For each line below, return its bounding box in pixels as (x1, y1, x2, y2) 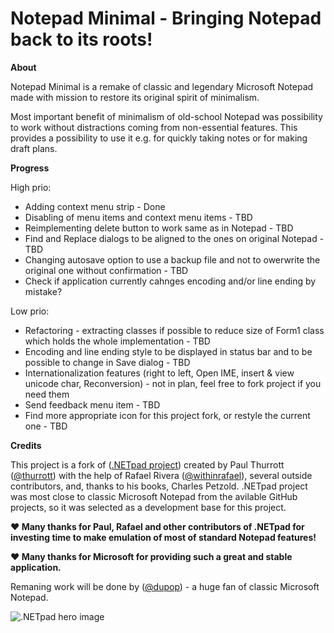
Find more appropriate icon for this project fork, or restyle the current (24, 409, 311, 421)
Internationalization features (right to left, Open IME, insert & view (24, 367, 295, 379)
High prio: (10, 181, 52, 193)
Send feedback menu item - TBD (24, 398, 161, 411)
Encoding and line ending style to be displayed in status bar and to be (24, 345, 313, 357)
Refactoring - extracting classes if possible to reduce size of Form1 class (24, 324, 325, 336)
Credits (10, 439, 42, 451)
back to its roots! (10, 28, 153, 51)
